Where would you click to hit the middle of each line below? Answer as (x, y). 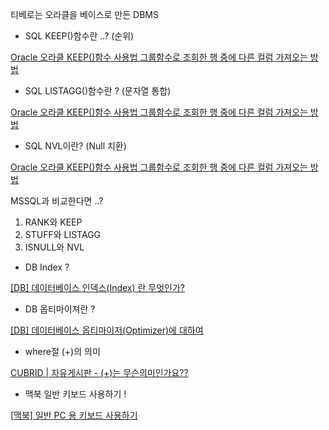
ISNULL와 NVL (54, 247)
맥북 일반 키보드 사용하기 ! (75, 394)
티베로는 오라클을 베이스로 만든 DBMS (84, 14)
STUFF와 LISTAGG (63, 234)
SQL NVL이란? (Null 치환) (75, 146)
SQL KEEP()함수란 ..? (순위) (79, 36)
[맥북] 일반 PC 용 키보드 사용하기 (74, 415)
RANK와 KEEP (53, 222)
